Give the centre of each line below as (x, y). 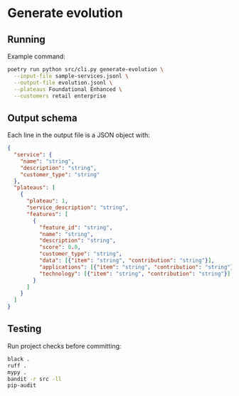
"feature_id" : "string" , (76, 228)
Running (27, 39)
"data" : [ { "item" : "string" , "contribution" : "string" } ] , (127, 261)
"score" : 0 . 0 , (60, 247)
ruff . (17, 365)
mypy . (17, 372)
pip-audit (22, 385)
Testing (25, 329)
